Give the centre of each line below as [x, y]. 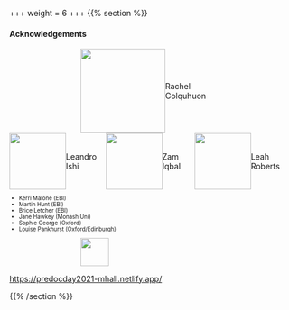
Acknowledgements [48, 33]
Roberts [265, 167]
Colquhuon [186, 96]
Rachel [178, 87]
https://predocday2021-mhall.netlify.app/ [86, 278]
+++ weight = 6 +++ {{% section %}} [79, 13]
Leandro [82, 157]
